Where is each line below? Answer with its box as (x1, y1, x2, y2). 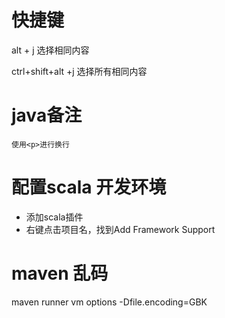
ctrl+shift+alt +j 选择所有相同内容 (11, 65, 148, 77)
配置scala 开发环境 (11, 176, 167, 199)
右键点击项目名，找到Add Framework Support (25, 223, 216, 235)
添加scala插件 (25, 211, 84, 223)
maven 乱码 (11, 262, 109, 285)
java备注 (11, 104, 83, 127)
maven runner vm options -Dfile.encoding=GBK (11, 296, 208, 308)
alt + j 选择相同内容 (11, 44, 90, 56)
